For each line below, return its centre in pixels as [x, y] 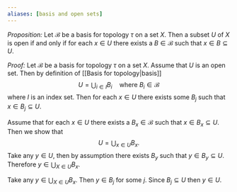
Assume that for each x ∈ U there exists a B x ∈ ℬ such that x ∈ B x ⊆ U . [113, 123]
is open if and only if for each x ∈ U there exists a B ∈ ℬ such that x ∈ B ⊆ [118, 43]
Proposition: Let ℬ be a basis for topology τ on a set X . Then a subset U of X [118, 34]
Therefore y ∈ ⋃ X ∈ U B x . [44, 165]
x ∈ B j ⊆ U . [24, 107]
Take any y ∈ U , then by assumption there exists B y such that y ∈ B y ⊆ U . [116, 156]
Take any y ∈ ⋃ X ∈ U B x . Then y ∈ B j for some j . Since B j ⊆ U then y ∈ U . [115, 181]
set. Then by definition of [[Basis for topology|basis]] [85, 73]
